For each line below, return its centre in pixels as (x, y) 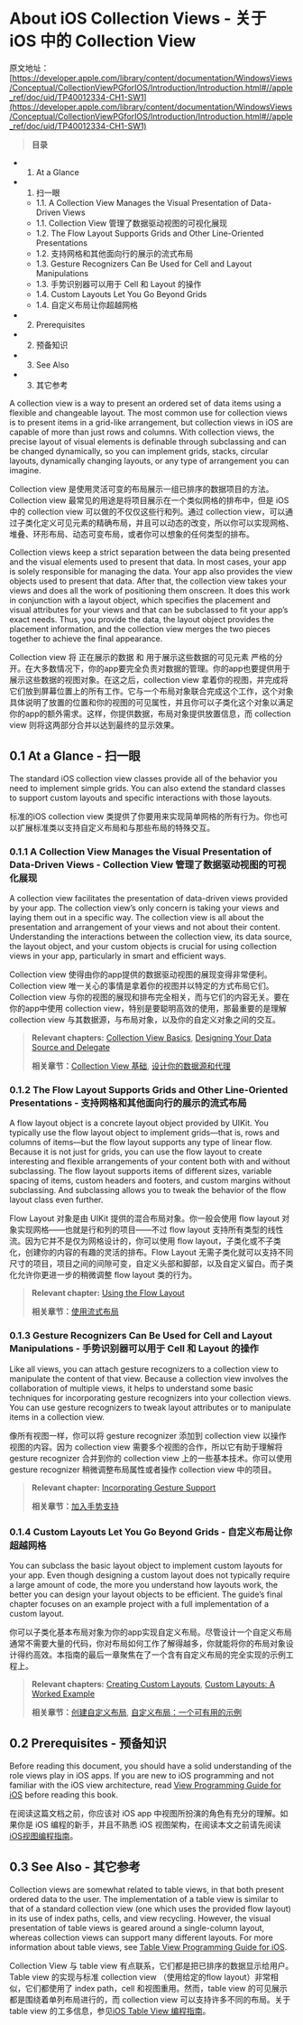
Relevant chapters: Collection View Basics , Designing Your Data (151, 1038)
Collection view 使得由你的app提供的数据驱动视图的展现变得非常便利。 (141, 975)
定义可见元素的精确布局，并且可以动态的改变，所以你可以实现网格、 (167, 523)
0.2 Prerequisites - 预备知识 (88, 1744)
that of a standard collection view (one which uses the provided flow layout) (150, 1908)
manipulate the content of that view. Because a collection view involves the (149, 1378)
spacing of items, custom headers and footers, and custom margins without (150, 1180)
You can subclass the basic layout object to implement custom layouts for (146, 1565)
